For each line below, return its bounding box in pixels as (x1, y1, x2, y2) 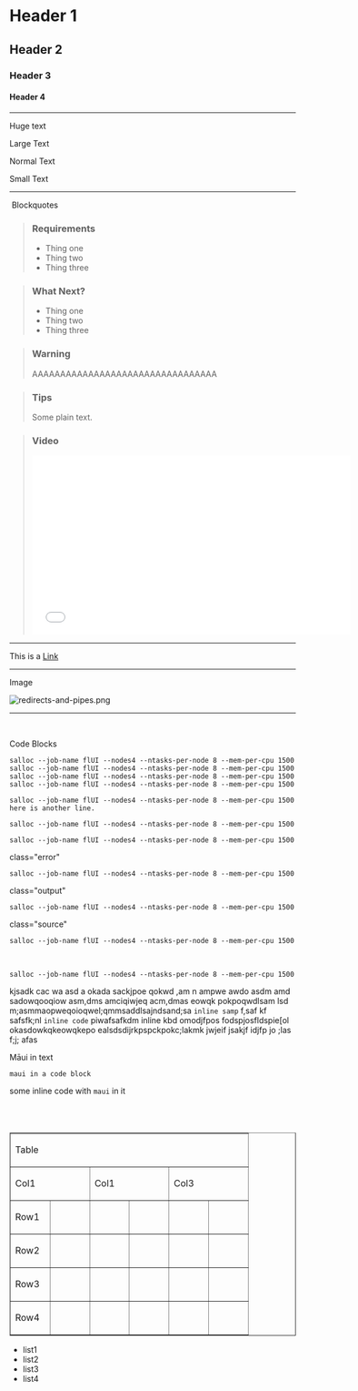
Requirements (31, 222, 95, 235)
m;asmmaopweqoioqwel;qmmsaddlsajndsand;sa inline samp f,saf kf (9, 1005, 267, 1016)
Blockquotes (11, 199, 59, 210)
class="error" (9, 852, 61, 863)
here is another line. (9, 804, 95, 813)
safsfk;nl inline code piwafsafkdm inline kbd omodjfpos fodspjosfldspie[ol (9, 1015, 289, 1026)
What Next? (31, 284, 86, 297)
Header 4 (9, 92, 45, 103)
